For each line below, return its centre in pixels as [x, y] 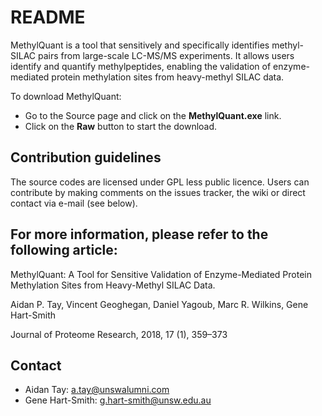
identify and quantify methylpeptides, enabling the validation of [141, 66]
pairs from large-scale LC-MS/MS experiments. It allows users [166, 55]
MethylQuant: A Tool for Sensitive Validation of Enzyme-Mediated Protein [161, 274]
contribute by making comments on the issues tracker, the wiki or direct [158, 192]
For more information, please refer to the [139, 234]
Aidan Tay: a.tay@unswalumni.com [97, 390]
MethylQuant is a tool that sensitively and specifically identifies [140, 45]
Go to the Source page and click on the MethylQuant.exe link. [153, 115]
